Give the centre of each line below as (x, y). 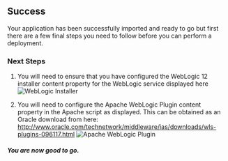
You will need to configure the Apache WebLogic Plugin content (109, 105)
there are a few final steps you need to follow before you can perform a (109, 36)
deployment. (25, 43)
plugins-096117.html (46, 135)
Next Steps (26, 61)
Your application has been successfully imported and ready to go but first (113, 28)
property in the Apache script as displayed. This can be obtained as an (119, 112)
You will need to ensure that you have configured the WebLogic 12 (112, 77)
